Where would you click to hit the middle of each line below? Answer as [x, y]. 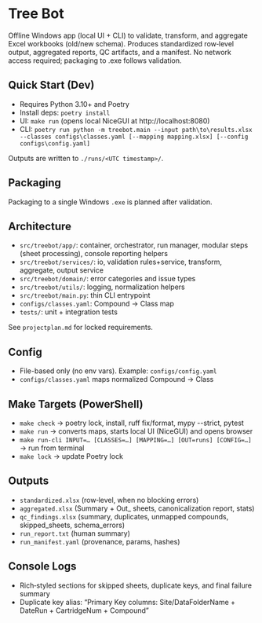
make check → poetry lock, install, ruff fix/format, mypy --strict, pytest [132, 423]
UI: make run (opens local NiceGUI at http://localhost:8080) [115, 121]
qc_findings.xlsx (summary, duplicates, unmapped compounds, [124, 516]
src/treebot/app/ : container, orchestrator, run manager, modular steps [134, 245]
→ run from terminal [52, 448]
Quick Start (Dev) [51, 85]
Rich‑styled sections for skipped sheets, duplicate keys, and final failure [136, 585]
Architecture [40, 226]
